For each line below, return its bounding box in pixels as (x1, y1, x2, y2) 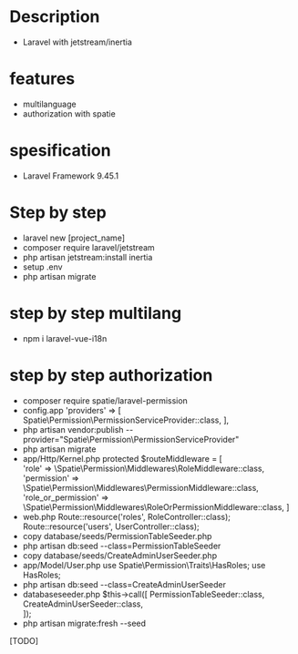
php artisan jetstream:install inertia (22, 251, 153, 262)
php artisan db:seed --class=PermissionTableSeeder (22, 540, 221, 551)
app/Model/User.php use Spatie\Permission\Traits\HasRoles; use (22, 559, 266, 570)
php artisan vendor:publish (22, 424, 125, 434)
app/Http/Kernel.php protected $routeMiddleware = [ (22, 453, 223, 464)
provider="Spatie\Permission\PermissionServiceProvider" (22, 434, 240, 445)
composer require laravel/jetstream (22, 241, 155, 252)
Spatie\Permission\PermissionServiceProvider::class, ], (22, 414, 230, 425)
